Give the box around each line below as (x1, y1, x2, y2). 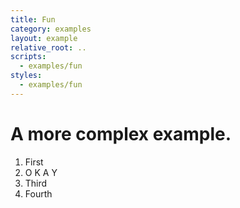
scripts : (10, 52, 47, 62)
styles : (10, 71, 43, 81)
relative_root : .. (10, 42, 87, 53)
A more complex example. (10, 122, 232, 145)
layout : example (10, 33, 78, 43)
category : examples (10, 24, 92, 34)
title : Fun (10, 14, 56, 25)
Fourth (24, 187, 53, 200)
